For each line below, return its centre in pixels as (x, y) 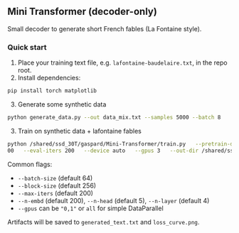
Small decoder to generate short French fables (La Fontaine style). (105, 28)
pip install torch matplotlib (52, 91)
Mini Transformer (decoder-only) (83, 12)
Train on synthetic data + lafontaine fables (80, 131)
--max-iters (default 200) (55, 193)
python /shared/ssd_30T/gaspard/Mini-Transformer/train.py (97, 144)
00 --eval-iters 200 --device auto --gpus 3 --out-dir (103, 151)
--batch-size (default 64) (55, 178)
